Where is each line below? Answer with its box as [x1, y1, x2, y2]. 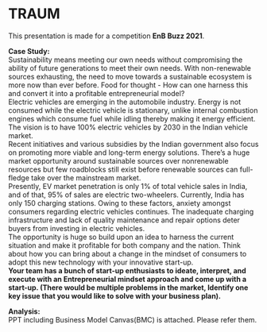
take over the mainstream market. [30, 172, 141, 183]
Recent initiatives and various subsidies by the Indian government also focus [8, 139, 259, 149]
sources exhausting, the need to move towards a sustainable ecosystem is [8, 71, 253, 81]
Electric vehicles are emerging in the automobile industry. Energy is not [8, 97, 242, 106]
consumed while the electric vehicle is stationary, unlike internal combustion [8, 105, 258, 115]
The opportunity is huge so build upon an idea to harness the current [8, 232, 234, 241]
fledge [8, 172, 30, 183]
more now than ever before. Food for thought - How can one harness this [8, 80, 249, 90]
